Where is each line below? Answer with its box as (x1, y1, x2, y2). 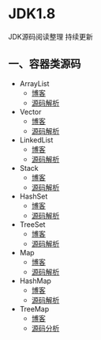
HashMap (19, 276, 51, 285)
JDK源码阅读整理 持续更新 (8, 32, 93, 41)
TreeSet (19, 219, 46, 229)
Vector (19, 107, 42, 116)
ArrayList (19, 78, 50, 88)
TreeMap (19, 304, 50, 313)
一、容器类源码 (8, 57, 81, 71)
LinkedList (19, 135, 54, 145)
